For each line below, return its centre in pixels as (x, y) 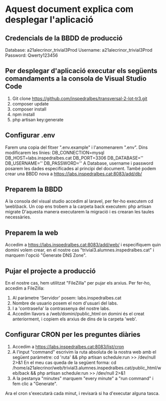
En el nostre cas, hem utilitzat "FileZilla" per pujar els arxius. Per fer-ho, (78, 283)
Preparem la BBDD (34, 189)
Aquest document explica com (69, 9)
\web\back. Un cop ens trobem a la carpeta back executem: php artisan (78, 206)
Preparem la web (32, 233)
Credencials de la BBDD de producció (64, 38)
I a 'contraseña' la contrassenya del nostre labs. (61, 308)
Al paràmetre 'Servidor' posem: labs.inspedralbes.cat (67, 298)
